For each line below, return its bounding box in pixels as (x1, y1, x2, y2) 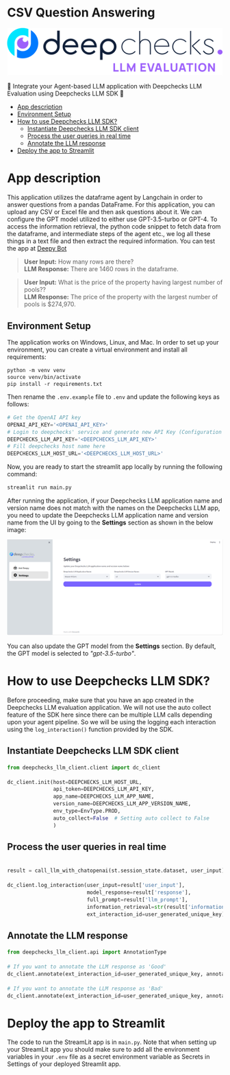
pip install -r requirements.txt (7, 380, 103, 387)
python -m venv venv (7, 367, 66, 373)
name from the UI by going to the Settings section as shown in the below (7, 518, 214, 527)
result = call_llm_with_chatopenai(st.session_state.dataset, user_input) (7, 867, 225, 875)
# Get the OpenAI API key (7, 414, 81, 421)
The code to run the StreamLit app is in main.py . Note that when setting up (7, 1038, 217, 1046)
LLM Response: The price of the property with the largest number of (23, 293, 218, 301)
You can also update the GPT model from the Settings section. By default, (7, 642, 216, 650)
